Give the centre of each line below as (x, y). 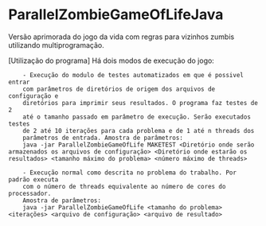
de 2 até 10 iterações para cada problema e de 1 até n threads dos (139, 131)
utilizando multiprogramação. (57, 45)
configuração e (33, 96)
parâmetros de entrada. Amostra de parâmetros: (103, 138)
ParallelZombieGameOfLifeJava (116, 15)
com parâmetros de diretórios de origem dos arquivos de (119, 89)
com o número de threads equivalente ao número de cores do (124, 186)
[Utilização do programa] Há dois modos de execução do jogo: (111, 60)
